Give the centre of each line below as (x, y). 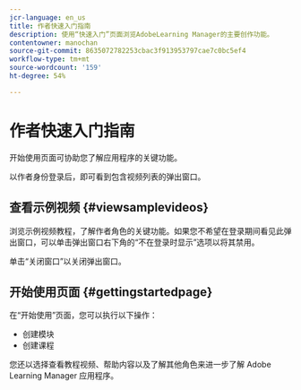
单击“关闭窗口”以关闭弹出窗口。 (68, 261)
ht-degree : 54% (38, 76)
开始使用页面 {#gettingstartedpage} (111, 292)
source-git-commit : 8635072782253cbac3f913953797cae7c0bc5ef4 (128, 51)
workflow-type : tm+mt (50, 59)
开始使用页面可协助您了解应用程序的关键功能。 (95, 157)
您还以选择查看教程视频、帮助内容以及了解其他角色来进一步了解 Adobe (140, 365)
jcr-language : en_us (48, 17)
